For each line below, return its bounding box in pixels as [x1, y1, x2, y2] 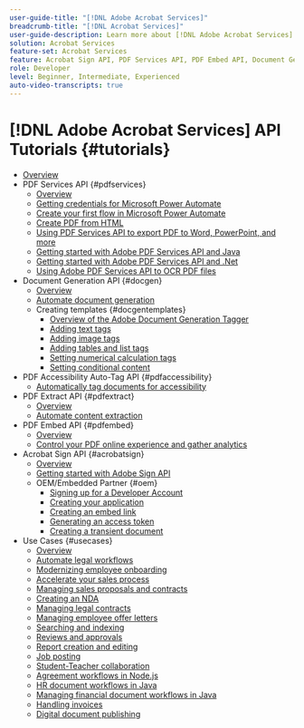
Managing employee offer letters [35, 612, 158, 623]
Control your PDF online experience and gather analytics [35, 439, 248, 450]
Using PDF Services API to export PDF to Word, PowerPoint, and [35, 227, 276, 238]
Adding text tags [49, 323, 111, 334]
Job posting [35, 650, 81, 662]
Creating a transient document [49, 525, 164, 536]
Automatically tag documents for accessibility [35, 381, 206, 392]
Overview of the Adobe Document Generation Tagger [49, 314, 249, 325]
